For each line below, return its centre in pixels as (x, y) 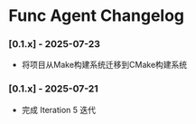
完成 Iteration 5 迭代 (59, 110)
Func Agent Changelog (97, 16)
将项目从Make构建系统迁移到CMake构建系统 (104, 65)
